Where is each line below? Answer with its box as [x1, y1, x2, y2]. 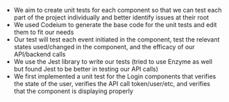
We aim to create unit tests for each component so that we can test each [13, 6, 222, 14]
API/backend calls [13, 50, 66, 58]
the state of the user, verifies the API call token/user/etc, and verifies [13, 80, 210, 87]
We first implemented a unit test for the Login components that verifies [13, 72, 217, 80]
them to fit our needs [13, 28, 74, 36]
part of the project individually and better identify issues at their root [13, 13, 210, 22]
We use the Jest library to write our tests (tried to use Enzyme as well [13, 58, 213, 65]
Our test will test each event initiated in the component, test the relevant [13, 35, 220, 44]
